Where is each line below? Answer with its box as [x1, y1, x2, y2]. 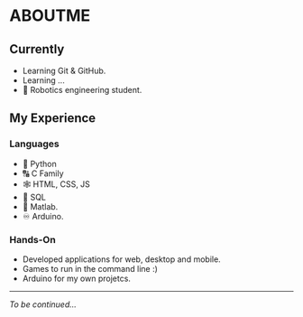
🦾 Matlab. [22, 200, 59, 212]
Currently [9, 42, 65, 57]
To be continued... [9, 299, 77, 310]
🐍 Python [22, 158, 57, 169]
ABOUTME [9, 5, 91, 26]
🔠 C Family [22, 168, 65, 179]
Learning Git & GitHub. [22, 65, 106, 76]
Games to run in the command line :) [22, 263, 158, 274]
